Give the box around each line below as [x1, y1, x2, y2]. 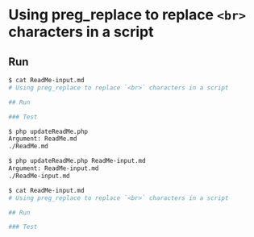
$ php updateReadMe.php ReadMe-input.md [8, 157, 147, 165]
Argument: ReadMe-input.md [8, 164, 99, 173]
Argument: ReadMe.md [8, 135, 78, 143]
